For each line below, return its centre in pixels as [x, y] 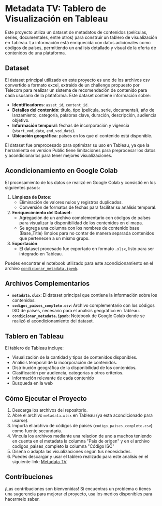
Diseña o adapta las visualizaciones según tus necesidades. [72, 451]
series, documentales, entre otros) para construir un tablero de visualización [81, 37]
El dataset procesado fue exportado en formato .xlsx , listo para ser [87, 249]
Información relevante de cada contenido [53, 378]
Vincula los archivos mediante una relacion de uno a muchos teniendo [82, 436]
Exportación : [25, 243]
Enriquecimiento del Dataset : [42, 212]
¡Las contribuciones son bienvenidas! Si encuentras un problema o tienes [78, 489]
